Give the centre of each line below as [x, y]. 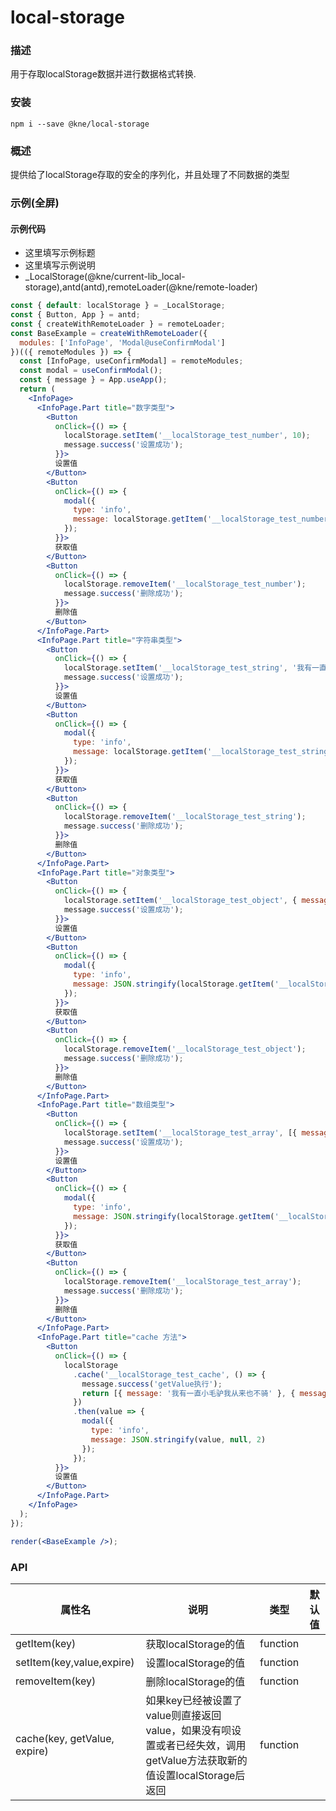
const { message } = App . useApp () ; [93, 380]
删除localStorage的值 [195, 1681]
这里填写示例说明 [60, 265]
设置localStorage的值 [195, 1663]
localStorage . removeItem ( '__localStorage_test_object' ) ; [185, 1049]
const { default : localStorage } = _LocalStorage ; [118, 306]
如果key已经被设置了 [194, 1700]
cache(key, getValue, [65, 1738]
